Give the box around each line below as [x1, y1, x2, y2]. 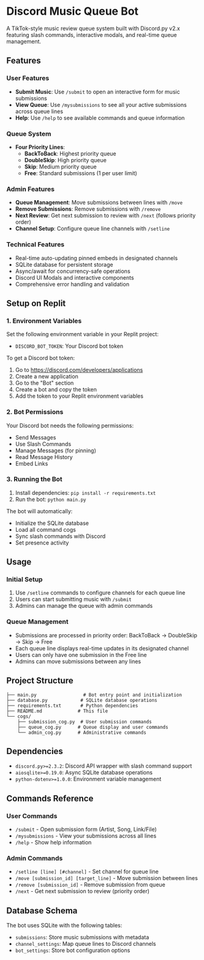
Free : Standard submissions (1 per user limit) [24, 169, 138, 176]
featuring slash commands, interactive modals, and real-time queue [6, 31, 177, 38]
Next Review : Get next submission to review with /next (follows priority [15, 212, 196, 219]
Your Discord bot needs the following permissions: [6, 422, 134, 429]
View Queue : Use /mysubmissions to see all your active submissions [15, 101, 187, 108]
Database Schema [6, 905, 78, 916]
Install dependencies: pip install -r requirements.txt [15, 489, 156, 496]
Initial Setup [6, 575, 43, 584]
